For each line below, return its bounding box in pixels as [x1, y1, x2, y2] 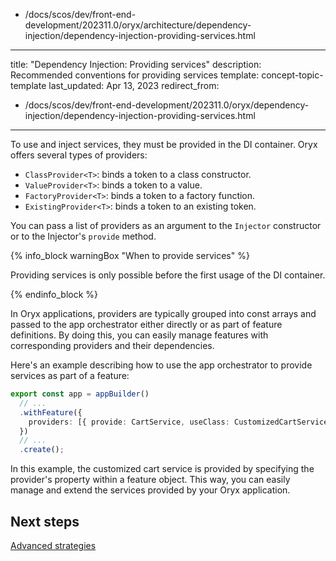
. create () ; [19, 445, 65, 455]
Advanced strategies [10, 539, 97, 551]
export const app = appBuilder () [10, 389, 150, 399]
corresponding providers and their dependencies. [10, 340, 215, 351]
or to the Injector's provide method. [10, 230, 157, 242]
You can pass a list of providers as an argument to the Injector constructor [10, 220, 322, 231]
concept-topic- [261, 69, 324, 81]
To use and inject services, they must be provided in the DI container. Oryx [10, 139, 318, 150]
